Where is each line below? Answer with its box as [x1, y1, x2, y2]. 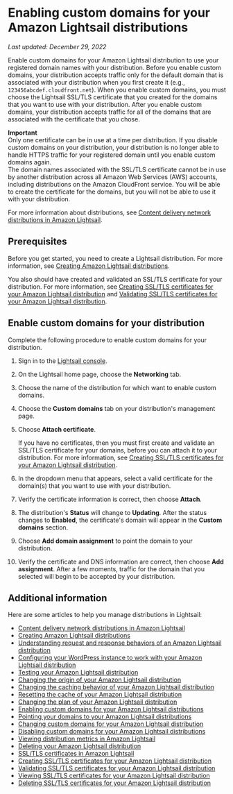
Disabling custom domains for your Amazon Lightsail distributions [17, 727, 206, 736]
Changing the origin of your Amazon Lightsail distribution [17, 675, 182, 684]
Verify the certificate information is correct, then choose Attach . [17, 495, 202, 503]
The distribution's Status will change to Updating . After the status [17, 508, 207, 516]
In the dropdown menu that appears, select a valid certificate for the [17, 474, 214, 482]
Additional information [8, 592, 107, 604]
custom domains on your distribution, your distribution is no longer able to [8, 143, 219, 151]
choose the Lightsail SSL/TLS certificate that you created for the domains [8, 92, 218, 101]
